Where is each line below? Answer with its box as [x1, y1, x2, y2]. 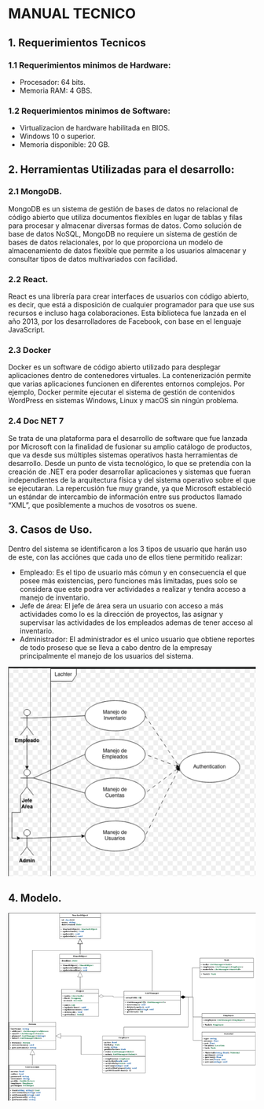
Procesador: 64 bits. [19, 77, 86, 86]
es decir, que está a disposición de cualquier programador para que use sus [8, 300, 255, 310]
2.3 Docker [8, 345, 51, 356]
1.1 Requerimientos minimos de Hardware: [8, 60, 171, 71]
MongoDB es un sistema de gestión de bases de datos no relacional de [8, 204, 239, 213]
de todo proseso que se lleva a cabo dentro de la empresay [19, 642, 212, 652]
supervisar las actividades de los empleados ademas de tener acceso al [19, 618, 254, 627]
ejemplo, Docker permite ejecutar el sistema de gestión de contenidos [8, 387, 236, 397]
